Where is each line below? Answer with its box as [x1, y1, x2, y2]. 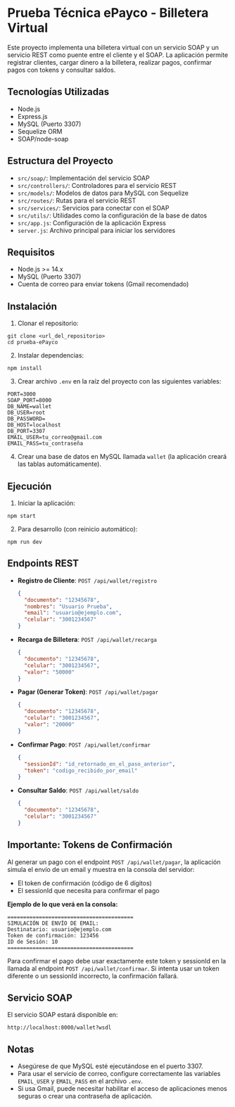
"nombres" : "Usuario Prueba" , [24, 603, 113, 610]
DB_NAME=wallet [7, 403, 52, 410]
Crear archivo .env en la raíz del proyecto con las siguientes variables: [17, 377, 222, 386]
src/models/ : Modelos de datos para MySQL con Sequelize [17, 189, 189, 197]
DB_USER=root [7, 410, 46, 417]
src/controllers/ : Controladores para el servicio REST [17, 181, 177, 189]
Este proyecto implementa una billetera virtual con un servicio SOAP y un [7, 43, 220, 51]
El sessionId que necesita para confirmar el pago [17, 886, 160, 894]
